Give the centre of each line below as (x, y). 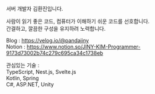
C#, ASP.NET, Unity (30, 84)
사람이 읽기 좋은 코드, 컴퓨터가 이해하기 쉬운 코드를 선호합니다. (78, 21)
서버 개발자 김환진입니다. (35, 9)
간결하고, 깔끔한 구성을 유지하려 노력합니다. (56, 29)
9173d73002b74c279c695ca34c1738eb (55, 53)
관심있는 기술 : (23, 65)
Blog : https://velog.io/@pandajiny (48, 40)
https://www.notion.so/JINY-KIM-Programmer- (83, 47)
